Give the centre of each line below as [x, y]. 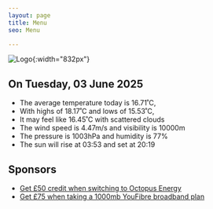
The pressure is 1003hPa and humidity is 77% [94, 136]
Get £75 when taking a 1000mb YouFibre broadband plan [112, 196]
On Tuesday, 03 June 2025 [76, 84]
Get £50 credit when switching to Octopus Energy [101, 188]
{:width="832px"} [61, 59]
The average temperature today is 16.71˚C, [88, 103]
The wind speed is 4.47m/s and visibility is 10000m [102, 128]
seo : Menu [24, 30]
